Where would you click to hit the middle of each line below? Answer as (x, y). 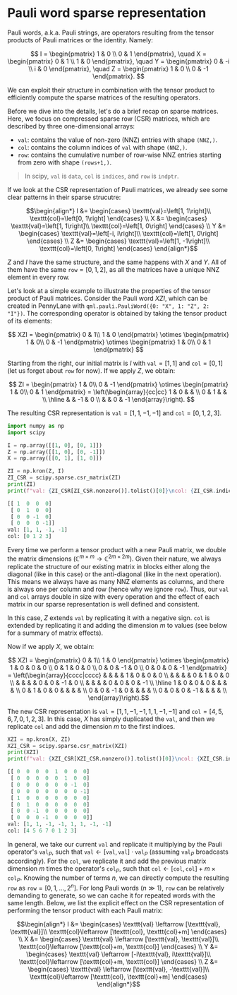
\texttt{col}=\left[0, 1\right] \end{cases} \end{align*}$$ (119, 248)
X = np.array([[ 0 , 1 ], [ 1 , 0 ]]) (55, 458)
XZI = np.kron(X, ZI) (39, 739)
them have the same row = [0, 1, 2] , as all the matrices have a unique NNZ (114, 269)
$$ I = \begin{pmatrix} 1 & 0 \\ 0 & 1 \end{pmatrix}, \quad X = (119, 54)
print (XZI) (23, 752)
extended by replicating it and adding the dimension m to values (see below (117, 625)
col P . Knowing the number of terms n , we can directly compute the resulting (118, 878)
